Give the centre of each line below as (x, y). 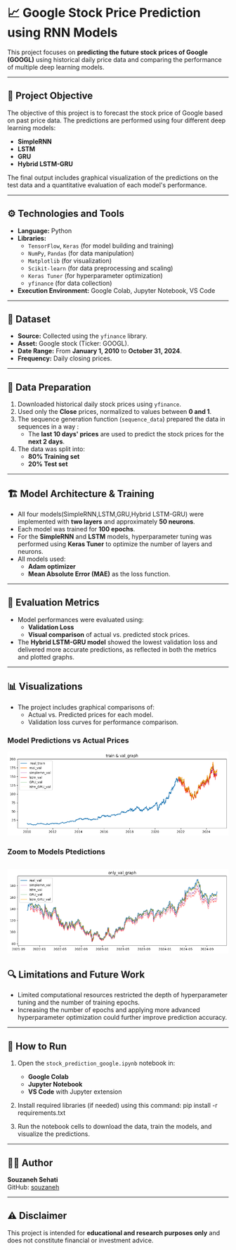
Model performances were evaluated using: (80, 619)
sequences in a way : (48, 427)
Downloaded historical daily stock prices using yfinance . (99, 404)
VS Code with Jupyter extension (75, 1092)
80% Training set (54, 457)
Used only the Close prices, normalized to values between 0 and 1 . (114, 412)
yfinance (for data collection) (70, 283)
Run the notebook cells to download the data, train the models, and (114, 1127)
